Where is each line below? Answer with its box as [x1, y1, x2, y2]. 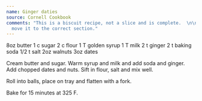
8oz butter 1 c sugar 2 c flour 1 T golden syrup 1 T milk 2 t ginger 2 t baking [6, 42, 192, 49]
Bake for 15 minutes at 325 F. [6, 89, 78, 96]
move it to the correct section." [11, 25, 98, 32]
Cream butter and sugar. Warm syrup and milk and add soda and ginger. [6, 60, 185, 67]
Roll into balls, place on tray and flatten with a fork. [6, 78, 132, 85]
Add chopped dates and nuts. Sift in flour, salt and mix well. [6, 66, 153, 74]
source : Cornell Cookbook [6, 14, 71, 20]
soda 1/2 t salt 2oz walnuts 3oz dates [6, 48, 98, 56]
